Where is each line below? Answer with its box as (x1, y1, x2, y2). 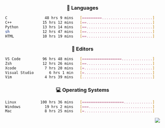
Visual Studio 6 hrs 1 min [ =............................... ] (5, 70, 155, 75)
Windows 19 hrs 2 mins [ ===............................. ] (5, 104, 155, 109)
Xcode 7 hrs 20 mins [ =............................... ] (5, 66, 155, 71)
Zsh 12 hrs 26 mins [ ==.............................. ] (5, 61, 155, 66)
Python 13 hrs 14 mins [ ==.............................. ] (5, 25, 155, 30)
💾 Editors (71, 45, 94, 52)
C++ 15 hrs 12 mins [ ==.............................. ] (5, 20, 155, 25)
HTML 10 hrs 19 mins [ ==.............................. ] (5, 34, 155, 39)
